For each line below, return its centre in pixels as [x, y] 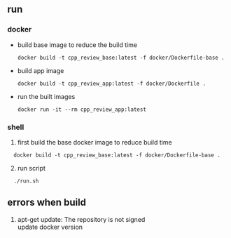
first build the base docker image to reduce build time [95, 142]
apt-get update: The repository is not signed [81, 219]
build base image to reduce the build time [77, 45]
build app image [41, 70]
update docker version [50, 227]
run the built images [46, 96]
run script [31, 168]
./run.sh [26, 181]
